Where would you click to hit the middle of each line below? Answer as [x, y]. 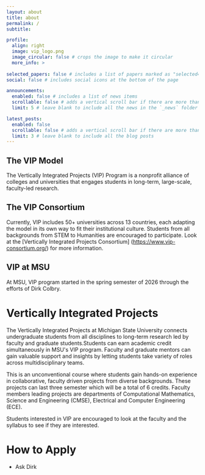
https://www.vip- [154, 241]
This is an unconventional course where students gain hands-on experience [102, 374]
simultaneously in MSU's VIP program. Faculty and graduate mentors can [99, 349]
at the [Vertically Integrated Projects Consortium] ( [70, 241]
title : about [23, 18]
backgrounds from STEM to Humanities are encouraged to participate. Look [102, 235]
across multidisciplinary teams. [45, 362]
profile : [17, 40]
